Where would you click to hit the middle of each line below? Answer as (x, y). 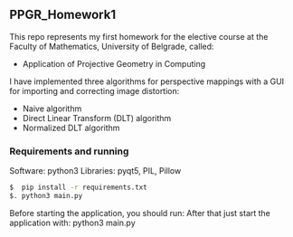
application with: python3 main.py (72, 223)
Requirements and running (69, 151)
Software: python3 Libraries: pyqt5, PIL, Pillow (95, 171)
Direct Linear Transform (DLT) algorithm (97, 118)
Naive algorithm (52, 109)
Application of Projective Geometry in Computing (114, 63)
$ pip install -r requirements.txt (78, 188)
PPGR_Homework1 (62, 15)
